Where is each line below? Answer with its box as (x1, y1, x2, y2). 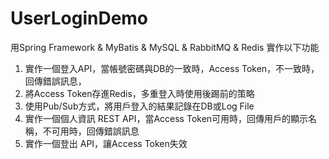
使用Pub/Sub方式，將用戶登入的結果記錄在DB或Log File (24, 100, 255, 112)
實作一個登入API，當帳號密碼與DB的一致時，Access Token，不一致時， (24, 62, 320, 74)
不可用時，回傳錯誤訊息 (42, 125, 140, 137)
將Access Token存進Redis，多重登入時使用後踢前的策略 (24, 87, 255, 99)
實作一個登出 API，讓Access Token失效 (24, 137, 188, 149)
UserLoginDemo (10, 7, 149, 30)
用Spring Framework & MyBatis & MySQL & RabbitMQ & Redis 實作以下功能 (10, 41, 320, 53)
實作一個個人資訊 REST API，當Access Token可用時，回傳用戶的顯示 (24, 112, 309, 124)
